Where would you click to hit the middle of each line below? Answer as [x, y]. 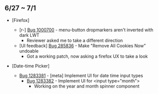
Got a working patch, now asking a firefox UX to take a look [87, 56]
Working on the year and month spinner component [87, 86]
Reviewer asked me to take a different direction [75, 40]
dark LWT [29, 35]
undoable [29, 51]
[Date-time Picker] [31, 66]
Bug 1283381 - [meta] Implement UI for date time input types [81, 75]
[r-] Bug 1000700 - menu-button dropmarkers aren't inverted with [86, 30]
